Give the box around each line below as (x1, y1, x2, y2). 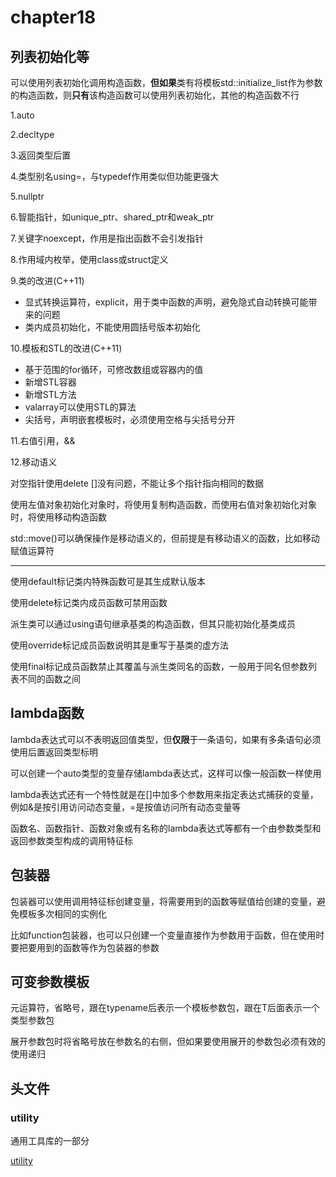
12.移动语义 (10, 456, 58, 468)
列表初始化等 (10, 48, 90, 65)
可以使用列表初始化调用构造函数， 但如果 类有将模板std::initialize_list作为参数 (10, 77, 323, 88)
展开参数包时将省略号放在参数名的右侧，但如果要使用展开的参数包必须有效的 (10, 1036, 326, 1048)
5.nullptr (10, 191, 45, 202)
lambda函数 (10, 705, 85, 722)
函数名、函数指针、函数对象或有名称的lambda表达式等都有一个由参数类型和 (10, 822, 322, 834)
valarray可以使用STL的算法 (24, 401, 137, 413)
